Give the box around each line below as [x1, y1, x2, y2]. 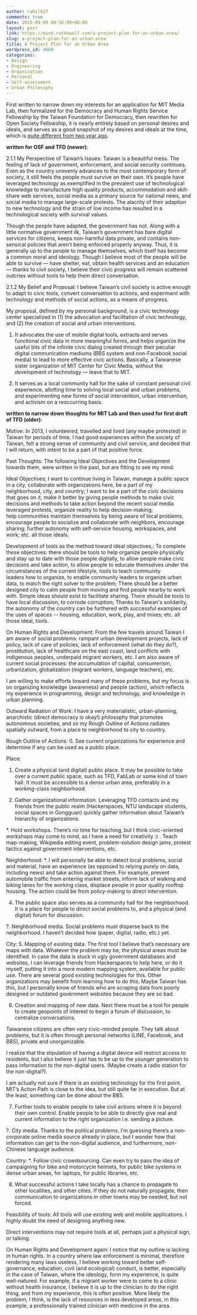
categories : [6, 52, 35, 58]
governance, [6, 1265, 37, 1272]
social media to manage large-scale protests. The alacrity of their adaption [6, 198, 186, 205]
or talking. [6, 1235, 30, 1242]
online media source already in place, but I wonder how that [31, 1133, 176, 1140]
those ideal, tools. [6, 617, 49, 624]
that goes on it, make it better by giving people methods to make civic [6, 494, 175, 501]
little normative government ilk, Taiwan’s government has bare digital [6, 228, 172, 235]
